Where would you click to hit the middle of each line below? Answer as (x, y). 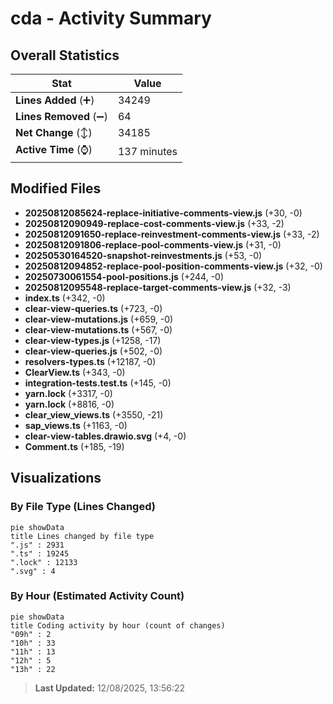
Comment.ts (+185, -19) (74, 446)
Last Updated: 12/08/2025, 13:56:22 (110, 688)
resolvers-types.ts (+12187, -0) (90, 361)
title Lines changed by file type (82, 536)
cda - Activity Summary (111, 18)
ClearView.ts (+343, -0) (75, 372)
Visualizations (56, 478)
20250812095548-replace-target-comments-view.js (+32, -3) (158, 287)
